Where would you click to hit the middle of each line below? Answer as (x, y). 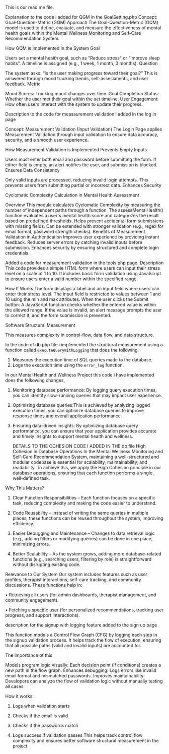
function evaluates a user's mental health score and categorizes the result (82, 215)
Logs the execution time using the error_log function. (68, 365)
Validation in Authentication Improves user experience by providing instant (82, 237)
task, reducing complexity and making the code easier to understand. (84, 503)
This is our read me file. (30, 7)
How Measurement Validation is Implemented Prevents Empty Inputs (76, 150)
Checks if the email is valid (40, 716)
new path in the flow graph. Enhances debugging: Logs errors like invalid (81, 670)
